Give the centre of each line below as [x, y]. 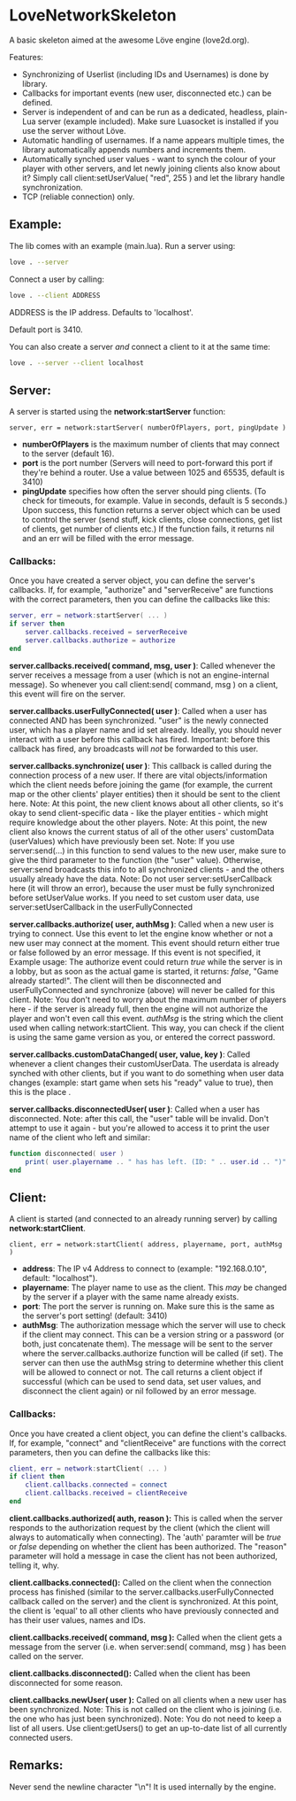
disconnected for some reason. [66, 1682]
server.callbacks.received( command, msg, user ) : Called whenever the [142, 665]
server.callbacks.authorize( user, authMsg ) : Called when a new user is [141, 924]
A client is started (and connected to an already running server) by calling [143, 1219]
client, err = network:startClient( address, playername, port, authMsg [146, 1245]
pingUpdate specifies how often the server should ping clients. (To [144, 492]
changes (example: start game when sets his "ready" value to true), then [141, 1083]
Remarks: [36, 1765]
